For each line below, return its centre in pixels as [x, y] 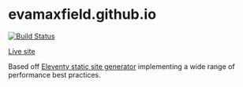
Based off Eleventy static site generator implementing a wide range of [121, 66]
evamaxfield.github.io [82, 14]
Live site [22, 51]
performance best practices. [54, 74]
